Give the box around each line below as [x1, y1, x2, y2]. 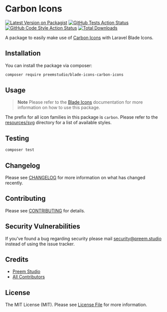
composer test [5, 147, 35, 153]
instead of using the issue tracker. [5, 241, 75, 247]
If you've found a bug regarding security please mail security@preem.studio [5, 235, 162, 241]
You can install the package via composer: [5, 62, 92, 68]
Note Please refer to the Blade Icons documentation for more [17, 99, 143, 105]
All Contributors [12, 274, 45, 280]
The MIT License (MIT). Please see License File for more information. [5, 301, 147, 308]
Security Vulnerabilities [5, 222, 81, 231]
